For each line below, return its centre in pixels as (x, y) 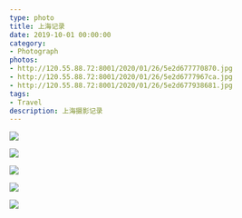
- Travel (26, 102)
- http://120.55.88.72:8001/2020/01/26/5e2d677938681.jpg (121, 85)
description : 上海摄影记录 (56, 111)
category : (28, 43)
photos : (24, 60)
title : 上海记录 (37, 26)
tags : (19, 94)
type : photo (32, 18)
